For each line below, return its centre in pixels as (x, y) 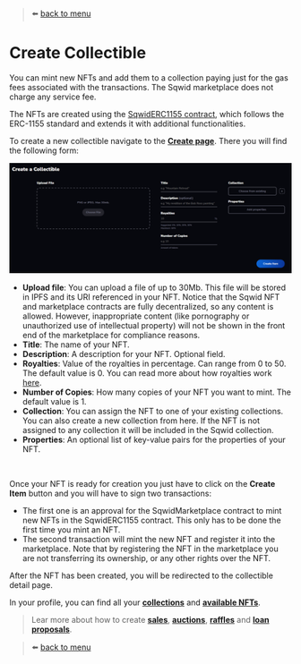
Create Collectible (77, 53)
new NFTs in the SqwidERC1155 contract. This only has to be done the (151, 520)
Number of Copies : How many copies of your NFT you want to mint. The (156, 392)
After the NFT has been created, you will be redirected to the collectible (141, 575)
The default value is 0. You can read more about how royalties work (147, 373)
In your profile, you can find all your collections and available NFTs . (135, 602)
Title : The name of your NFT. (76, 345)
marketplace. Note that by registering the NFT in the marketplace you (150, 549)
